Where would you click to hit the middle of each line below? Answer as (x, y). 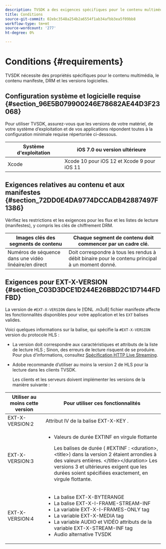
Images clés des (36, 238)
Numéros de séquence (34, 252)
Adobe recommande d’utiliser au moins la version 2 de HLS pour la (80, 365)
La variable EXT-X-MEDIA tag (89, 516)
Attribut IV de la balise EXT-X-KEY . (87, 421)
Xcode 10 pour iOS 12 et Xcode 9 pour (110, 161)
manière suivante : (31, 385)
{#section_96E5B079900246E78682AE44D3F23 (83, 104)
